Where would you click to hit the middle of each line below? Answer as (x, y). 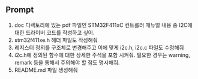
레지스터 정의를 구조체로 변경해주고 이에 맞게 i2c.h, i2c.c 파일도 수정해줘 (99, 47)
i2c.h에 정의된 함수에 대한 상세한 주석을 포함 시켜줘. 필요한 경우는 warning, (102, 55)
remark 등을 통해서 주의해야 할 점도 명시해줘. (67, 62)
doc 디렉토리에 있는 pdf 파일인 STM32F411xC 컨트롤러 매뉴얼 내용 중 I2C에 (103, 25)
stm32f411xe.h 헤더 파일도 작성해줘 (56, 40)
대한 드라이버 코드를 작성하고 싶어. (54, 32)
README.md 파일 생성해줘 (46, 70)
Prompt (20, 10)
